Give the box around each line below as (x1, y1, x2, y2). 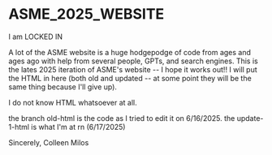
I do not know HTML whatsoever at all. (8, 97, 137, 107)
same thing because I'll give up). (8, 82, 118, 92)
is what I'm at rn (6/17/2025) (31, 122, 126, 131)
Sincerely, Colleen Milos (8, 137, 89, 147)
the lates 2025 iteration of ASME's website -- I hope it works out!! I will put (8, 64, 257, 74)
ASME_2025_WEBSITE (8, 5, 165, 24)
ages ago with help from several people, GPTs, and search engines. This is (8, 56, 258, 66)
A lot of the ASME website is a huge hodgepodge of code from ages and (8, 47, 252, 57)
